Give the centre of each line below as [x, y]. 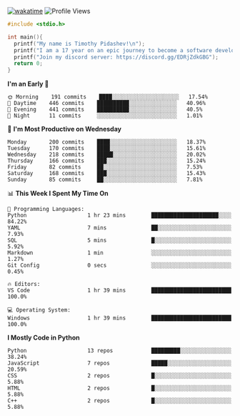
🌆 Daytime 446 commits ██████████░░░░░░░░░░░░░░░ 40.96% [106, 104]
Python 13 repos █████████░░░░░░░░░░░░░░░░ [120, 351]
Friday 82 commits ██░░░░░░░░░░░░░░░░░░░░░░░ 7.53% [105, 167]
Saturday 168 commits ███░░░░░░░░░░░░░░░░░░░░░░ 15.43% [106, 174]
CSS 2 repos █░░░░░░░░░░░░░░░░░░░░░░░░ [120, 376]
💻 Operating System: [39, 310]
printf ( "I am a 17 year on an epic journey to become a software [113, 50]
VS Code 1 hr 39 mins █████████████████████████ [120, 291]
